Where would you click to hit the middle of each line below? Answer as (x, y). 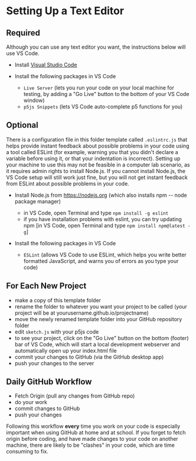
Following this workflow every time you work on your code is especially (93, 426)
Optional (22, 125)
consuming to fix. (27, 452)
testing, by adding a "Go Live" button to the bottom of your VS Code (106, 94)
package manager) (37, 201)
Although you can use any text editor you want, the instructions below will (96, 47)
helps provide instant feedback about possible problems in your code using (98, 146)
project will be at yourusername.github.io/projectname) (82, 313)
